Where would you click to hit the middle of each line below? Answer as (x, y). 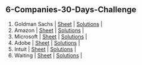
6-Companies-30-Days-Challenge (71, 10)
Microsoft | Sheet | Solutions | (51, 36)
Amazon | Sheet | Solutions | (49, 30)
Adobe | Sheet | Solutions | (47, 43)
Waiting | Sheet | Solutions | (48, 55)
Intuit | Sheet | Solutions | (45, 49)
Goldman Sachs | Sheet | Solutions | (58, 24)
